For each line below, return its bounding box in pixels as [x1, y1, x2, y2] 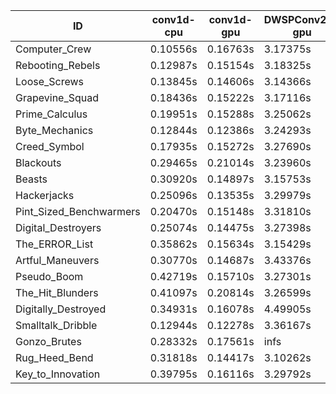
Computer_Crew [15, 42, 92, 56]
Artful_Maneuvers [15, 254, 100, 267]
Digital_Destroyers [15, 221, 102, 234]
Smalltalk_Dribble [15, 319, 98, 332]
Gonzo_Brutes [15, 335, 82, 348]
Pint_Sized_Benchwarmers [15, 205, 141, 218]
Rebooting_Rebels [15, 59, 101, 72]
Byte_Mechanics [15, 124, 94, 137]
